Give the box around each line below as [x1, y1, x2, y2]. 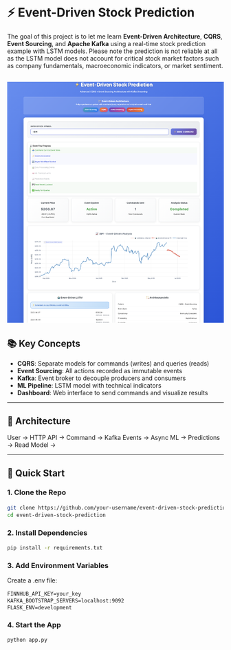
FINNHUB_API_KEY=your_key [7, 591, 81, 598]
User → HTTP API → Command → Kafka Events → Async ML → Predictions [7, 434, 220, 442]
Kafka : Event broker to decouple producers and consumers [16, 374, 186, 382]
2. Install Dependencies [7, 527, 88, 537]
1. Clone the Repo [7, 488, 67, 497]
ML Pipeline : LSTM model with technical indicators [16, 381, 162, 390]
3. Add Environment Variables [7, 560, 109, 570]
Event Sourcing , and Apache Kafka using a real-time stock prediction [7, 39, 206, 48]
